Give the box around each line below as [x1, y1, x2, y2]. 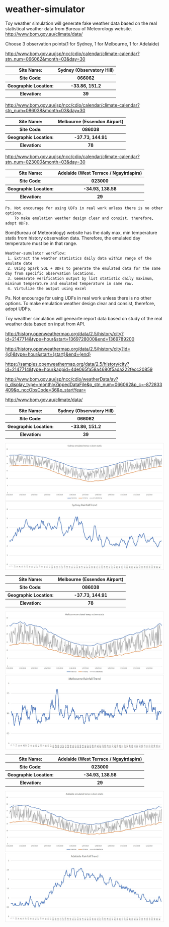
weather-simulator [5, 4, 86, 15]
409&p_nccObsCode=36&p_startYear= [5, 386, 87, 393]
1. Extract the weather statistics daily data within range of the [7, 256, 152, 261]
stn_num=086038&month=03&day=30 [5, 107, 86, 113]
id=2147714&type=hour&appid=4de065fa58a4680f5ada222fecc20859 [5, 366, 153, 372]
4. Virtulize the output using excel [7, 286, 87, 291]
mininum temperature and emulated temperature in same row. [5, 281, 134, 286]
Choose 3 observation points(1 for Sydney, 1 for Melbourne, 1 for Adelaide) [5, 40, 159, 46]
